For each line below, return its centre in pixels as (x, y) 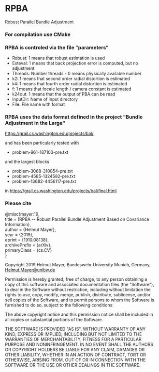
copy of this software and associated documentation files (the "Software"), (80, 284)
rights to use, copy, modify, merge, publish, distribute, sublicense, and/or (78, 294)
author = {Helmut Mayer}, (31, 229)
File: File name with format (38, 104)
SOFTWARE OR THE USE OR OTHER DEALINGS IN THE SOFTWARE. (73, 365)
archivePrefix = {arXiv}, (28, 245)
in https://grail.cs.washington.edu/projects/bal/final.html (61, 191)
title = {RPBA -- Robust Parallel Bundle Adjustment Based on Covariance (77, 219)
